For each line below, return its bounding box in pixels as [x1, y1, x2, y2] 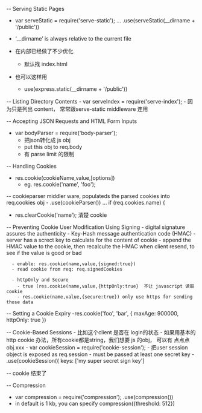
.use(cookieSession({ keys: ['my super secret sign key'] [6, 357, 145, 364]
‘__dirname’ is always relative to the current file [14, 35, 131, 42]
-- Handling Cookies [6, 163, 57, 170]
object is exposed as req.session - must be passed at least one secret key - [6, 351, 195, 358]
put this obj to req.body [24, 144, 83, 150]
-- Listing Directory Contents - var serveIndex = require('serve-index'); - [6, 98, 186, 105]
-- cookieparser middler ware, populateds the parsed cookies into [6, 193, 170, 199]
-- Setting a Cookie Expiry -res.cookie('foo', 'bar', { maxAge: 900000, [6, 310, 179, 317]
